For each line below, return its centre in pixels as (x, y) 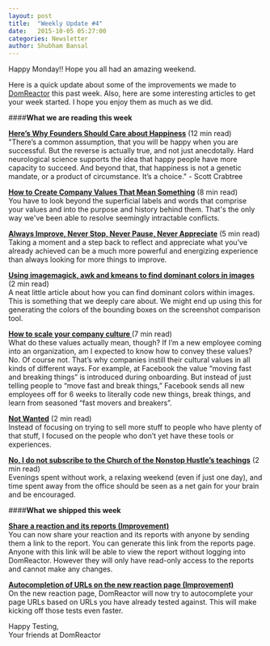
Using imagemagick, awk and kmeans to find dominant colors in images (131, 276)
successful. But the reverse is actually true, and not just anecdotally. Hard (131, 151)
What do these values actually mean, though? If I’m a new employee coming (135, 343)
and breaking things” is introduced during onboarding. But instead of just (130, 377)
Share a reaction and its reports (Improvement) (89, 526)
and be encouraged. (42, 494)
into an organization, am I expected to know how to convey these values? (131, 351)
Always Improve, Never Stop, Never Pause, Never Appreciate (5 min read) (134, 234)
